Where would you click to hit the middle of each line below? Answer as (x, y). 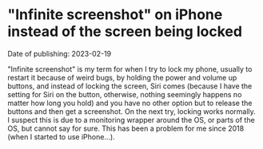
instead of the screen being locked (125, 31)
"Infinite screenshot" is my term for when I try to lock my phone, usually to (130, 69)
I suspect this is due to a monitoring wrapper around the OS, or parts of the (131, 120)
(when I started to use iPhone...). (61, 136)
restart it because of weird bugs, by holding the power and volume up (122, 77)
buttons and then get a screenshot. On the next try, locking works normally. (132, 111)
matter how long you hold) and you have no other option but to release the (130, 103)
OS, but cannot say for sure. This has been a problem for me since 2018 (126, 128)
